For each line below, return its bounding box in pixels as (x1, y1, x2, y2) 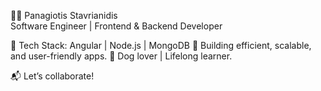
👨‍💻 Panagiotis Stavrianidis (10, 10, 118, 21)
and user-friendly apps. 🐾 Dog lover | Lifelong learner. (10, 50, 233, 62)
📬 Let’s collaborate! (10, 70, 95, 82)
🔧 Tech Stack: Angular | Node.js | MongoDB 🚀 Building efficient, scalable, (10, 40, 312, 51)
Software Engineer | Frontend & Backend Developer (10, 20, 223, 32)
